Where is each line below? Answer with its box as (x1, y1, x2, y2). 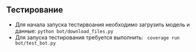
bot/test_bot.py (14, 40, 56, 46)
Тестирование (6, 5, 63, 15)
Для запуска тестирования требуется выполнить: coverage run (14, 33, 180, 41)
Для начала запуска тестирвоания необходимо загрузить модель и (14, 21, 190, 28)
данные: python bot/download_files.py (14, 27, 113, 34)
